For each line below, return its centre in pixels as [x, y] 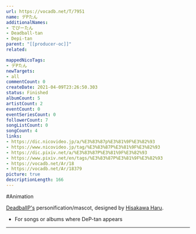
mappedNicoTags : [26, 60]
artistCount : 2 [24, 104]
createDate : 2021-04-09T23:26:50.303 [52, 87]
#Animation [20, 196]
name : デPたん [22, 17]
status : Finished [27, 93]
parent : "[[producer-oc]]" [39, 44]
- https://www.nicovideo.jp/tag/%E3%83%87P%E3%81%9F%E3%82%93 [83, 147]
